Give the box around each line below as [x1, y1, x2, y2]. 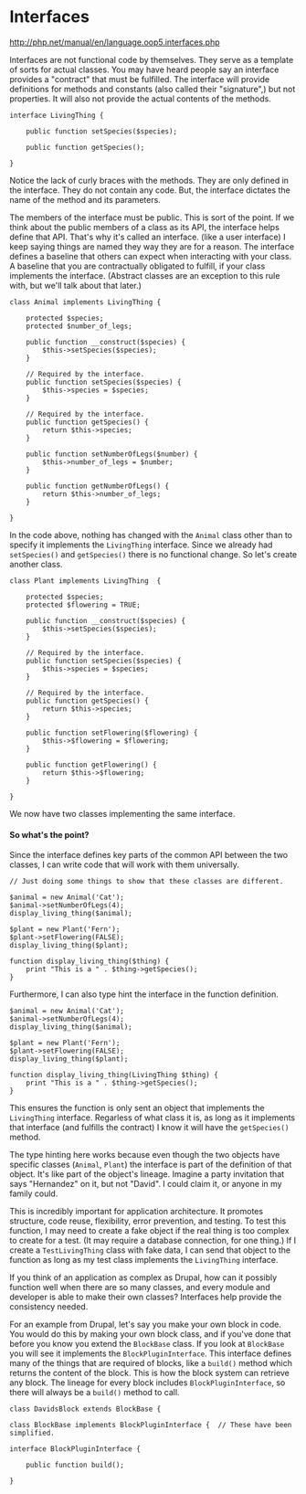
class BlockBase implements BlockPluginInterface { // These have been [9, 1421, 292, 1430]
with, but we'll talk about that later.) [9, 280, 142, 291]
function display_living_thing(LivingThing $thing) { [9, 1071, 219, 1080]
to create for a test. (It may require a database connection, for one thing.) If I [9, 1235, 297, 1246]
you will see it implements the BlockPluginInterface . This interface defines [9, 1348, 292, 1359]
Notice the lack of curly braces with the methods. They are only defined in [9, 175, 290, 185]
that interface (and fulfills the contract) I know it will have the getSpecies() [9, 1122, 290, 1133]
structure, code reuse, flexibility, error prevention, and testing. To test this [9, 1215, 287, 1226]
